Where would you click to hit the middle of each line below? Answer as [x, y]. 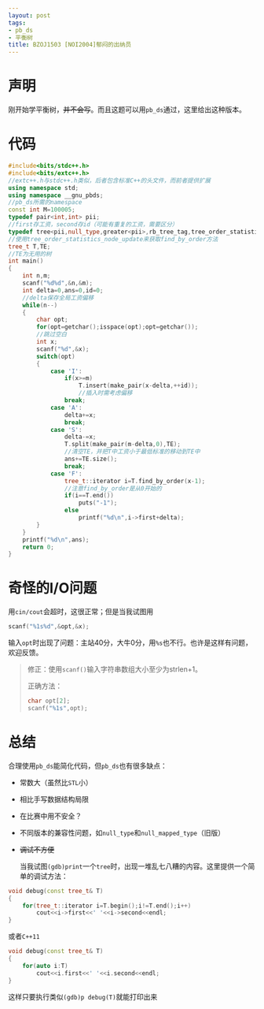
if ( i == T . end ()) [89, 496]
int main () [26, 261]
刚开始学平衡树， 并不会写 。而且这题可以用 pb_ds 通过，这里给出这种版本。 [127, 110]
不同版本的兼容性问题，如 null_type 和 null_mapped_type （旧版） [122, 832]
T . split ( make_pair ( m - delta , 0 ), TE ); [122, 445]
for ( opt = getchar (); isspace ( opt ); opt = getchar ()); [117, 327]
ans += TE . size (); [91, 459]
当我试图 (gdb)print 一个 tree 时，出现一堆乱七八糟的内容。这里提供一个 [134, 866]
